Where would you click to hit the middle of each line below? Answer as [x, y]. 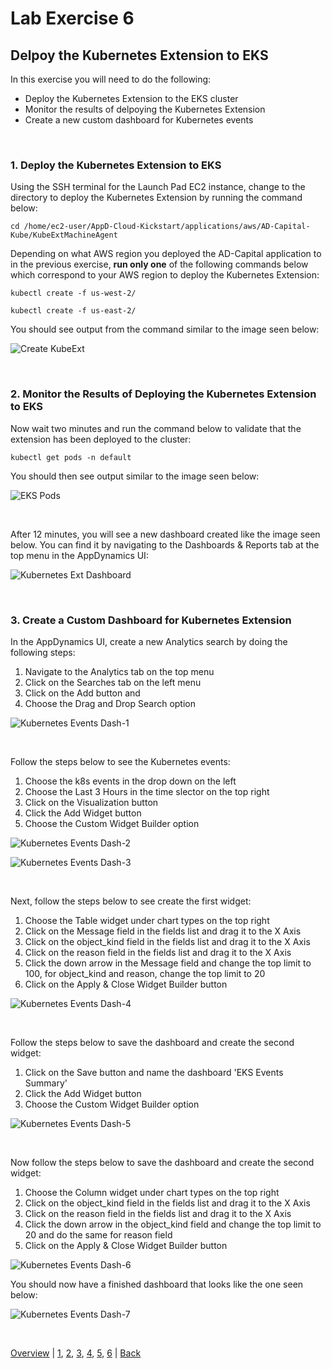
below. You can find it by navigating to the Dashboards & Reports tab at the [165, 544]
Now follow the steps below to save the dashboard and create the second [162, 1162]
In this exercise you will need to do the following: [111, 79]
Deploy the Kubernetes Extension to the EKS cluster [131, 98]
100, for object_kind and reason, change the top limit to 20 [145, 973]
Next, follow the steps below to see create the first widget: [131, 901]
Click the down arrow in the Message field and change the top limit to [168, 963]
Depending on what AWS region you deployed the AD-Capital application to [166, 254]
